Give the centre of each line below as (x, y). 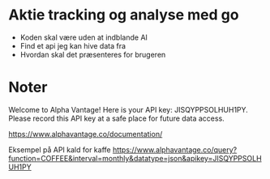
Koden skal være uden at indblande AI (84, 37)
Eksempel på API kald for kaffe (60, 149)
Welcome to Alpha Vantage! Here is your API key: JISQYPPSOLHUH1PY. (129, 109)
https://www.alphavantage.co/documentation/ (86, 134)
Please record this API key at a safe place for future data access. (116, 118)
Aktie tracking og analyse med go (124, 15)
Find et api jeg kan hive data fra (73, 45)
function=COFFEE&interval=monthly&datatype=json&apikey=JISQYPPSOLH (135, 158)
